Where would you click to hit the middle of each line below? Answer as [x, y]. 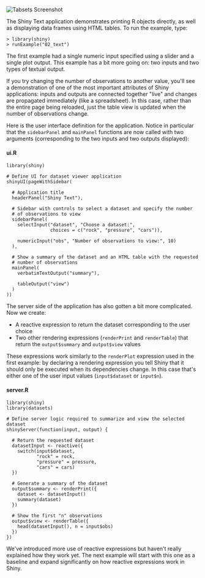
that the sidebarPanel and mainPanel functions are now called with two [95, 132]
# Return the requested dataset [53, 441]
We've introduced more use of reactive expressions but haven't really [94, 549]
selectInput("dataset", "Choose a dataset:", [76, 225]
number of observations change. [48, 113]
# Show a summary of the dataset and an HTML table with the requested [105, 257]
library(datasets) [30, 408]
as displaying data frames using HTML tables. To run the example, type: [97, 28]
